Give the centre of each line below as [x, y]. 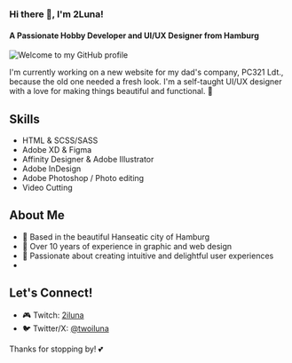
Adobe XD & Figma [57, 149]
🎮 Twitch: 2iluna [53, 315]
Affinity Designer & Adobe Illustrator [88, 159]
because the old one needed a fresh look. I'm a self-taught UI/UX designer [146, 82]
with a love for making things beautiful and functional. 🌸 [111, 91]
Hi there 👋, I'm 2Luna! [56, 14]
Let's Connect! [51, 293]
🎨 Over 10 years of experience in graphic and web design [127, 246]
